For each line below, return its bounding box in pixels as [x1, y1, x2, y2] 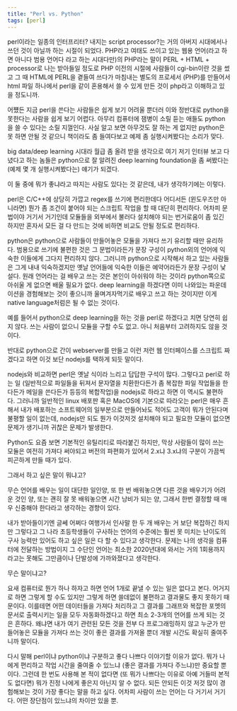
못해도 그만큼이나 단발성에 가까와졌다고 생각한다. [25, 553, 161, 562]
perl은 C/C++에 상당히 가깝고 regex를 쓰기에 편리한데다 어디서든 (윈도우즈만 [7, 195, 219, 203]
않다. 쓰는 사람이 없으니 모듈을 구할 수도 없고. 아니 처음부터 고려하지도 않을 [14, 322, 221, 330]
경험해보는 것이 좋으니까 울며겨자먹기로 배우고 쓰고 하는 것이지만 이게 [25, 289, 217, 298]
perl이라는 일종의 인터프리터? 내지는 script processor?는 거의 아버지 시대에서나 [7, 37, 228, 46]
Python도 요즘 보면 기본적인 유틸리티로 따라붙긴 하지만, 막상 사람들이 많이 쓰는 [7, 438, 224, 446]
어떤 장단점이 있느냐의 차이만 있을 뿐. [16, 696, 119, 705]
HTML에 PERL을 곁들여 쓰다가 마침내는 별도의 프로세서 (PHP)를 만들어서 [29, 72, 231, 81]
